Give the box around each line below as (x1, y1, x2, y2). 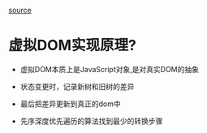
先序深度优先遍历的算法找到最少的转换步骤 (19, 116, 163, 126)
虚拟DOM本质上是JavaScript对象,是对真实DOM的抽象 (19, 64, 199, 74)
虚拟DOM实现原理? (8, 36, 136, 54)
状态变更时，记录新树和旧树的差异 (19, 81, 135, 91)
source (8, 6, 32, 15)
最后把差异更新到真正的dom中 (19, 99, 122, 109)
